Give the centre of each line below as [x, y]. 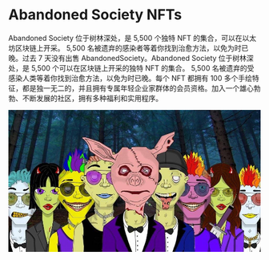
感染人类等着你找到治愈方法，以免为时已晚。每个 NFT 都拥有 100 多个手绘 [130, 78]
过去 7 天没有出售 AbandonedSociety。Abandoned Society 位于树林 [134, 58]
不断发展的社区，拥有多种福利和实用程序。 [92, 98]
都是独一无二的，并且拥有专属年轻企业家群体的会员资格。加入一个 [131, 88]
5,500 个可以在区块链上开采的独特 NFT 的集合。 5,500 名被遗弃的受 [143, 68]
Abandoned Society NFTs [95, 15]
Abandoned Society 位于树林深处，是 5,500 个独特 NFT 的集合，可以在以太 [132, 38]
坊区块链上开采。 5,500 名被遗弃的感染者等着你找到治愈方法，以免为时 [125, 48]
